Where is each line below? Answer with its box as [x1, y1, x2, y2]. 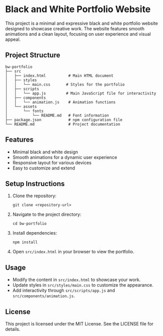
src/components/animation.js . [12, 293, 75, 299]
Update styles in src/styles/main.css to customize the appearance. [12, 282, 153, 288]
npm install [12, 240, 38, 245]
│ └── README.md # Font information [5, 113, 109, 118]
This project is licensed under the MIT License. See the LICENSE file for [5, 321, 154, 326]
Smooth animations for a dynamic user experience [12, 154, 117, 160]
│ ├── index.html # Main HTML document [5, 73, 114, 78]
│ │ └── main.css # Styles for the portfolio [5, 82, 125, 87]
